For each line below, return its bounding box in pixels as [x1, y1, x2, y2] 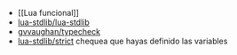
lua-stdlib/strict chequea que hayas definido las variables [17, 35, 228, 46]
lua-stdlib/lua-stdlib [17, 17, 91, 27]
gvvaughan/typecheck [17, 27, 100, 36]
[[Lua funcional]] [17, 8, 80, 18]
